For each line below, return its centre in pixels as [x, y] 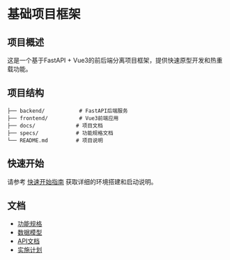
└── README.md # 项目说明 [55, 140]
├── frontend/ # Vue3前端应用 [63, 118]
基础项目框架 [44, 14]
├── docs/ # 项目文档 [55, 125]
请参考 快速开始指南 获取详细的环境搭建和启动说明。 [82, 181]
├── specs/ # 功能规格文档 [60, 133]
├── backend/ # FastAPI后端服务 [68, 111]
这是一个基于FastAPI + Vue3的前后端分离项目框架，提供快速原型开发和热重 [115, 60]
